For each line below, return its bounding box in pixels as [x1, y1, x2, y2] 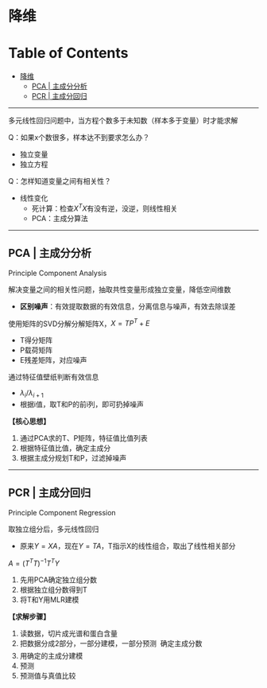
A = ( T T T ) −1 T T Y [8, 557, 60, 568]
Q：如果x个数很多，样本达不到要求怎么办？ [8, 133, 150, 142]
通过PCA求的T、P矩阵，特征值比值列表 [19, 433, 149, 443]
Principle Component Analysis [8, 268, 107, 278]
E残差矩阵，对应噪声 [19, 356, 87, 365]
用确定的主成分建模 [19, 651, 83, 660]
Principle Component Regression [8, 507, 117, 517]
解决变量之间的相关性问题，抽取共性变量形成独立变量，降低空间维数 [8, 284, 231, 294]
